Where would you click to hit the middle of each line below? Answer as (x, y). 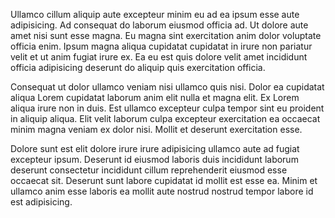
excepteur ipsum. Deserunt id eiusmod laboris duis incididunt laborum (154, 159)
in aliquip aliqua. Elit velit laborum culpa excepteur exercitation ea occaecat (165, 118)
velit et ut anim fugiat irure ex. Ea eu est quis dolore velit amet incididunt (159, 57)
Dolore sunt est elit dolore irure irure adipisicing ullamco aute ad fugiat (155, 148)
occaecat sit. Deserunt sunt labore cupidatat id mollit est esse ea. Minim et (164, 180)
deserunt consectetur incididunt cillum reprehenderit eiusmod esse (149, 170)
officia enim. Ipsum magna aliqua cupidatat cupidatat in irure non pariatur (161, 46)
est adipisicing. (41, 202)
